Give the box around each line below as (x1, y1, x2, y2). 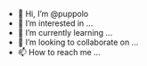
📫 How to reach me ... (17, 47, 101, 57)
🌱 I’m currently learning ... (17, 28, 113, 37)
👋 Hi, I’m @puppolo (17, 9, 89, 19)
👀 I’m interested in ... (17, 18, 94, 29)
